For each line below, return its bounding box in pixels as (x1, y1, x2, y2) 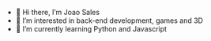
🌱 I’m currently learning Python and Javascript (15, 24, 168, 33)
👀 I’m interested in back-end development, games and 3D (15, 16, 204, 25)
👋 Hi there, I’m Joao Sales (15, 8, 100, 17)
